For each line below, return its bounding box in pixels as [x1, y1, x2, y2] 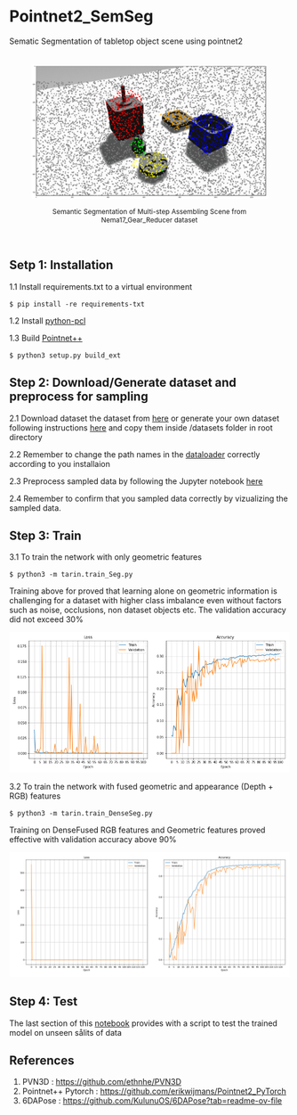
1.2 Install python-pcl [9, 315, 86, 326]
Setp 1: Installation [9, 258, 114, 273]
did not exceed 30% [9, 614, 84, 625]
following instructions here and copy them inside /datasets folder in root [9, 422, 273, 433]
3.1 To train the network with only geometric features [9, 552, 203, 562]
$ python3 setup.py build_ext [9, 350, 122, 360]
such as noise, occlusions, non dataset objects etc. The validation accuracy [9, 604, 286, 616]
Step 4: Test [9, 994, 78, 1009]
